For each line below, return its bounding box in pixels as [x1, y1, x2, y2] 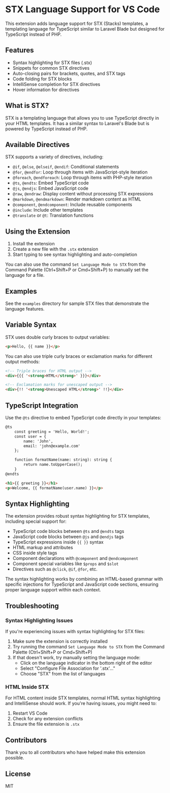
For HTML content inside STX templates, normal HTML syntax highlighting [5, 695, 161, 701]
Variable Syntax [5, 321, 57, 329]
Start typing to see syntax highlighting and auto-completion [12, 251, 138, 258]
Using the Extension [5, 227, 71, 236]
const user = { [14, 434, 47, 439]
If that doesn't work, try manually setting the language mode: [12, 655, 141, 660]
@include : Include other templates [12, 207, 83, 213]
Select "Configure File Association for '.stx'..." [20, 665, 116, 671]
